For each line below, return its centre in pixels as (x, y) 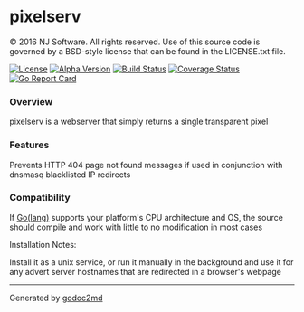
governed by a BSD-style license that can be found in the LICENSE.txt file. (148, 51)
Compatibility (40, 198)
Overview (31, 101)
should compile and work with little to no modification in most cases (136, 227)
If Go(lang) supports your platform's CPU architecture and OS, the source (146, 217)
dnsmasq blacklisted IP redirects (70, 175)
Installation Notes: (43, 244)
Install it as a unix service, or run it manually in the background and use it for (152, 262)
